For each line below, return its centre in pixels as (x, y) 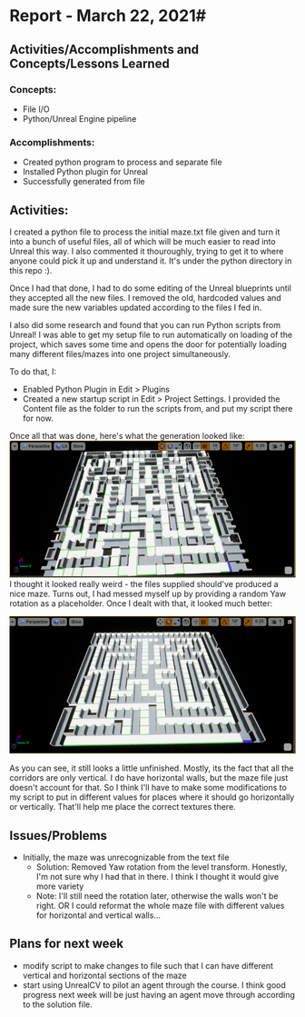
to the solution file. (57, 1004)
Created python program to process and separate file (122, 162)
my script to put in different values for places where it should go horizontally (152, 797)
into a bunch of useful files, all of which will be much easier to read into (143, 241)
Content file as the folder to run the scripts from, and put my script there (157, 408)
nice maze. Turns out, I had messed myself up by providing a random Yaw (148, 594)
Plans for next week (67, 944)
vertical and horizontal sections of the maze (105, 975)
